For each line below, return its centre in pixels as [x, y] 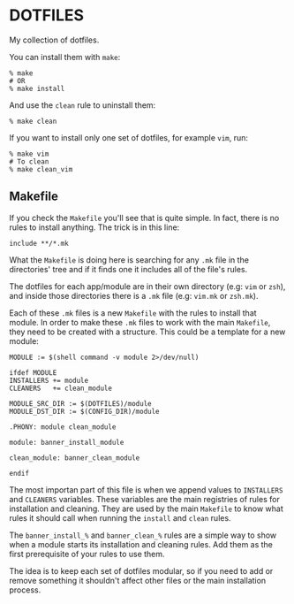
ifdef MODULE [33, 372]
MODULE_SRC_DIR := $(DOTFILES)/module [80, 403]
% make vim [29, 154]
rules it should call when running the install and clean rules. [120, 517]
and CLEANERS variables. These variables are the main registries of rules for [144, 499]
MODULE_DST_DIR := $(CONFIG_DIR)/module [85, 411]
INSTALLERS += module [49, 380]
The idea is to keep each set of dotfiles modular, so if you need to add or [141, 570]
